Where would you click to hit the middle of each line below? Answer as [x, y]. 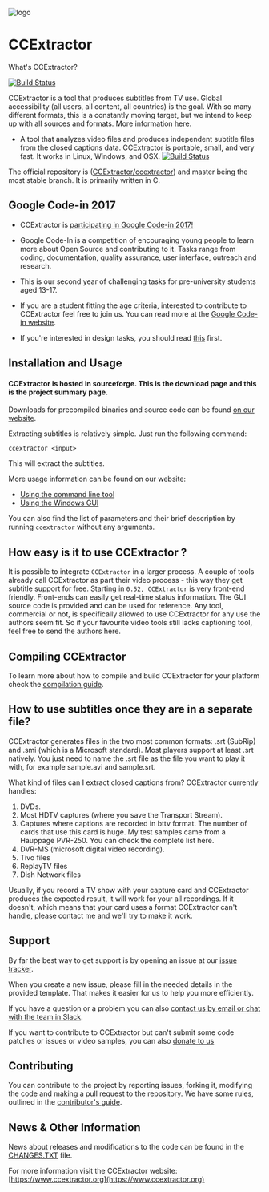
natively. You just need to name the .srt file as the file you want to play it [127, 758]
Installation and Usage [65, 364]
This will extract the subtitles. [57, 463]
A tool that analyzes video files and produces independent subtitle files [137, 139]
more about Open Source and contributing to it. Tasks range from [128, 249]
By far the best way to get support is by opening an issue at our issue [123, 960]
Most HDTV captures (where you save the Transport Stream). [121, 814]
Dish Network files [50, 875]
